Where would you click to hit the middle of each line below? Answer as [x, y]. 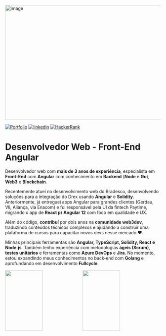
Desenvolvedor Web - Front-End [73, 147]
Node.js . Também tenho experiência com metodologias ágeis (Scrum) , [78, 247]
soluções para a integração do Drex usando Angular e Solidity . [70, 197]
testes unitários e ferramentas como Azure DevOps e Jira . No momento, [80, 253]
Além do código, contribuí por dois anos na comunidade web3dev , [74, 222]
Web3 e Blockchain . [26, 182]
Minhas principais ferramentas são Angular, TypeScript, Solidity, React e [80, 242]
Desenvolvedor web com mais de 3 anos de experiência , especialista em [80, 171]
